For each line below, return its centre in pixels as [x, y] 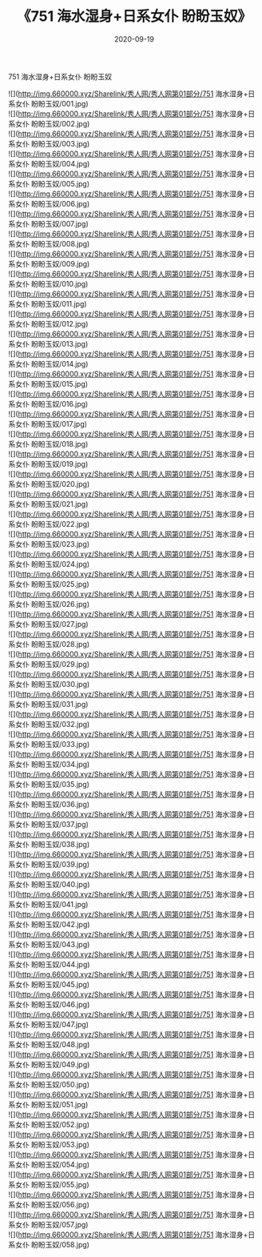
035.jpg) [75, 784]
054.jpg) [75, 1164]
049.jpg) [75, 1064]
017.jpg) [74, 424]
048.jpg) [75, 1044]
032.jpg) [75, 724]
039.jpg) [75, 864]
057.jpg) [75, 1224]
